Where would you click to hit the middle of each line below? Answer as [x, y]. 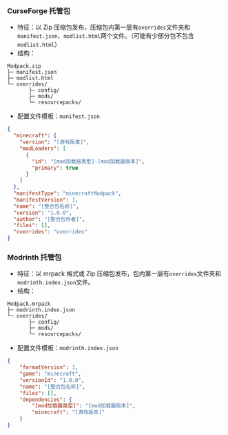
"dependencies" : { [46, 399]
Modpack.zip [24, 66]
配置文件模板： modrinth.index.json [68, 348]
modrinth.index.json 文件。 [55, 282]
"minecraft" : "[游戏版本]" [69, 412]
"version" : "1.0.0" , [43, 213]
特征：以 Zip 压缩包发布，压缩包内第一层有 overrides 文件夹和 [104, 27]
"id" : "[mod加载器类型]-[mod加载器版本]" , [89, 161]
